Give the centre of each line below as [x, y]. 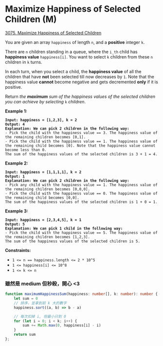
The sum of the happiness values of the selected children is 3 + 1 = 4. [81, 154]
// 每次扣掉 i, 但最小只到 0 [40, 316]
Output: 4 [15, 124]
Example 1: [16, 111]
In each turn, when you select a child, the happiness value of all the [73, 71]
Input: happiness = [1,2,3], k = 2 [41, 120]
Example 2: [17, 163]
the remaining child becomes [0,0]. [42, 198]
